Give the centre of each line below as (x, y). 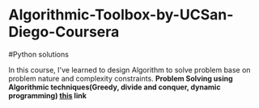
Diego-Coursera (64, 32)
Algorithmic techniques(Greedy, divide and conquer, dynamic (115, 87)
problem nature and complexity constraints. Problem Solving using (121, 78)
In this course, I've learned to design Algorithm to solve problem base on (129, 69)
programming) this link (48, 95)
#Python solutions (38, 54)
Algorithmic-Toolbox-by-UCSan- (121, 15)
